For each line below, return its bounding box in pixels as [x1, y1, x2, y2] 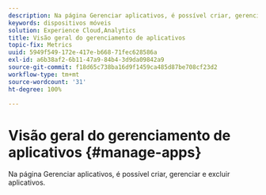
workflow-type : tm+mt [8, 71, 80, 78]
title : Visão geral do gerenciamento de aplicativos [8, 33, 186, 42]
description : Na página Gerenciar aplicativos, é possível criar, [8, 11, 232, 20]
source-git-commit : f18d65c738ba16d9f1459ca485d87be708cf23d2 [8, 63, 218, 71]
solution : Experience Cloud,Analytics [8, 26, 136, 34]
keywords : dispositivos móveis [8, 19, 112, 27]
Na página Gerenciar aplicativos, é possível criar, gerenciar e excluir [8, 170, 230, 179]
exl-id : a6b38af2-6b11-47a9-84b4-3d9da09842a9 [8, 56, 165, 64]
